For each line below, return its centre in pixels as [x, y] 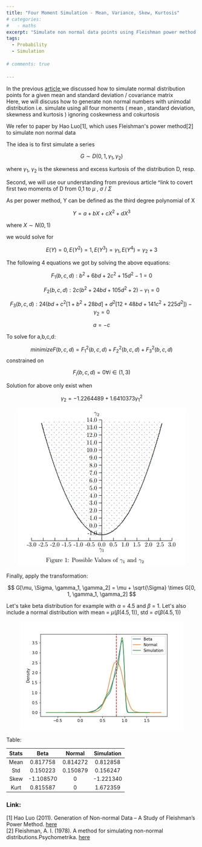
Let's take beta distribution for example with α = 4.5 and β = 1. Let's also [96, 606]
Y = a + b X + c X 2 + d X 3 [102, 213]
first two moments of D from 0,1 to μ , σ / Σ [59, 189]
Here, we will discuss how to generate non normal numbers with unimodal [99, 101]
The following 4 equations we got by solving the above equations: [88, 263]
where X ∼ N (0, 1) [29, 225]
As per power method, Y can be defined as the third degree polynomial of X [101, 201]
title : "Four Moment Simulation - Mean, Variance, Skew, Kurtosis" [93, 13]
